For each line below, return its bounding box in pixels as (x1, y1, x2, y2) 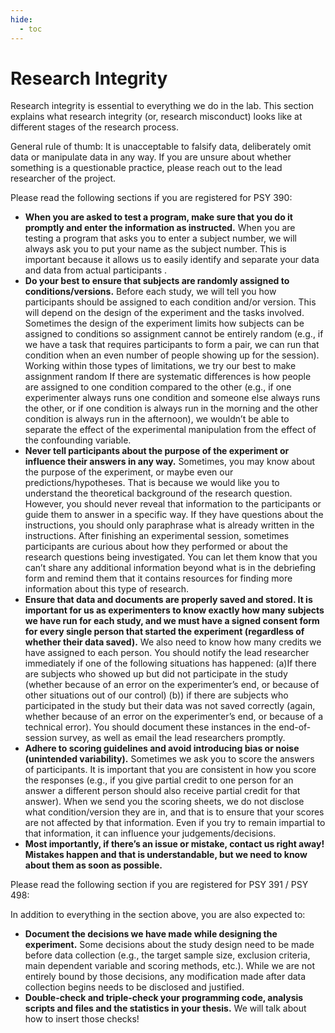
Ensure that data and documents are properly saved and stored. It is (24, 594, 313, 606)
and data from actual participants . (24, 264, 168, 276)
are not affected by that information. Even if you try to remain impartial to (24, 817, 326, 829)
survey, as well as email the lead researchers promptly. (59, 732, 286, 744)
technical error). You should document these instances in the (24, 721, 277, 733)
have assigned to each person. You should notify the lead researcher (24, 647, 310, 659)
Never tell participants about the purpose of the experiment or (24, 445, 290, 457)
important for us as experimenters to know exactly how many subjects (24, 604, 325, 616)
